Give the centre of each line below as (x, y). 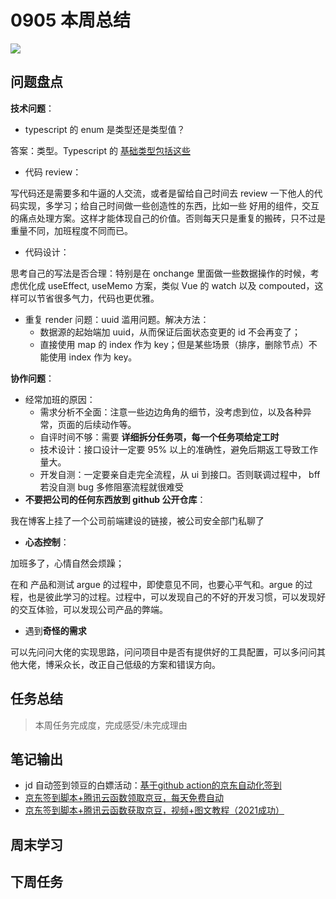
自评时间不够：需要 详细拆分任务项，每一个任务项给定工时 (159, 437)
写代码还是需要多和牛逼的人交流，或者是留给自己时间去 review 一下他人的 (162, 193)
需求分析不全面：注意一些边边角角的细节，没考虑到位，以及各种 (171, 412)
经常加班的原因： (60, 399)
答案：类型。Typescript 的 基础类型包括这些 (100, 150)
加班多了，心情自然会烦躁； (67, 563)
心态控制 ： (47, 542)
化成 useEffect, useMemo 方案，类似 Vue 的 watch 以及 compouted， (171, 285)
